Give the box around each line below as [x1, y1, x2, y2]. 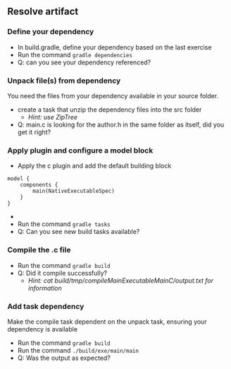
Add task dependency [7, 301, 85, 311]
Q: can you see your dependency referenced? [17, 58, 151, 66]
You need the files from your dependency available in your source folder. [7, 91, 219, 100]
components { [20, 182, 58, 189]
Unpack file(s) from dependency [7, 76, 121, 86]
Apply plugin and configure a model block [7, 145, 154, 155]
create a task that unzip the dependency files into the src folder [17, 105, 202, 114]
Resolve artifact [7, 6, 79, 18]
